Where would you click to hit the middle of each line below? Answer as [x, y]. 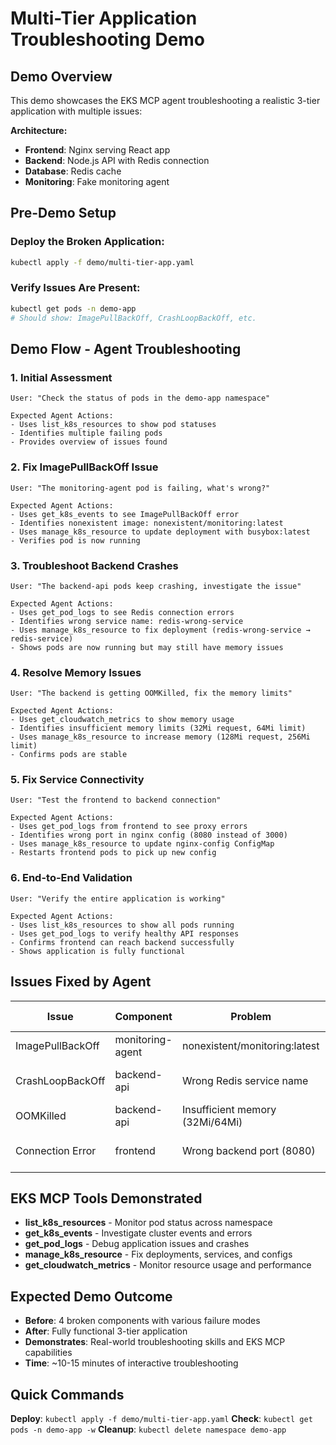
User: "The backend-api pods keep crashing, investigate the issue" [156, 586]
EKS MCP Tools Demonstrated [106, 1198]
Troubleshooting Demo [108, 39]
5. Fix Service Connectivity [77, 780]
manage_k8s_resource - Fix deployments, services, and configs [158, 1254]
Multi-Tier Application [104, 18]
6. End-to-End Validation [71, 878]
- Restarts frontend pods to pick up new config [113, 853]
